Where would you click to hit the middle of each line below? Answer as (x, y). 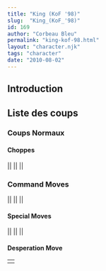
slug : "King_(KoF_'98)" (44, 21)
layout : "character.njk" (44, 47)
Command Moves (38, 184)
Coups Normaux (36, 133)
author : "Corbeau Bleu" (42, 34)
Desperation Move (35, 248)
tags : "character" (34, 54)
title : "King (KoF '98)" (44, 14)
